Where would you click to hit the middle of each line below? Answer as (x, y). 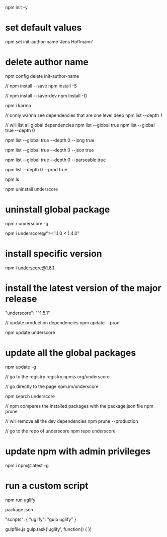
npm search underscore (30, 396)
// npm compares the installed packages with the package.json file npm (79, 406)
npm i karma (18, 105)
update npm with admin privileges (78, 451)
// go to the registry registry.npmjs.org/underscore (57, 376)
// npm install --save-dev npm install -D (46, 95)
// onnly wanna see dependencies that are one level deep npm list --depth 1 (84, 115)
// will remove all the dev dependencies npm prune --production (72, 421)
